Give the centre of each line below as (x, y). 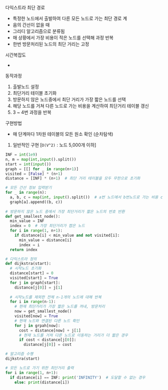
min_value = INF (27, 221)
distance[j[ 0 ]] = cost (48, 345)
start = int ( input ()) (28, 164)
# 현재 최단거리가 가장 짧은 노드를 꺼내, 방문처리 (60, 306)
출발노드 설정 (26, 87)
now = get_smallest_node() (43, 312)
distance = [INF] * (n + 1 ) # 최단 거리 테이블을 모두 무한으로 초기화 (73, 178)
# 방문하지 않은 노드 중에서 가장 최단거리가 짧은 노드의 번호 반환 (65, 212)
